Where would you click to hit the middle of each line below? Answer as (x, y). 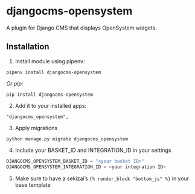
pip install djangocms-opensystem (50, 95)
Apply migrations (36, 128)
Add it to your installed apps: (51, 105)
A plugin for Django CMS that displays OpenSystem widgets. (82, 28)
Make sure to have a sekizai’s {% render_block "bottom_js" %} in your (102, 178)
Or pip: (15, 83)
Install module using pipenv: (50, 61)
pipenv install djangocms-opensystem (54, 72)
